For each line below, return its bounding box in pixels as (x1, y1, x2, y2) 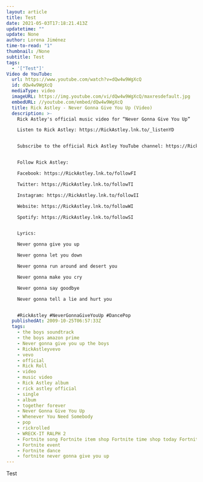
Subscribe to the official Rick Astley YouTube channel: (17, 143, 164, 149)
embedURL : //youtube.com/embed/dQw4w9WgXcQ (11, 99, 123, 105)
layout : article (6, 8, 47, 15)
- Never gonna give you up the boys (17, 340, 110, 346)
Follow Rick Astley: (17, 159, 69, 166)
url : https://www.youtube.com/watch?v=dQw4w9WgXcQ (11, 76, 142, 82)
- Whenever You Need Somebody (17, 413, 94, 420)
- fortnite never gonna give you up (17, 453, 110, 460)
